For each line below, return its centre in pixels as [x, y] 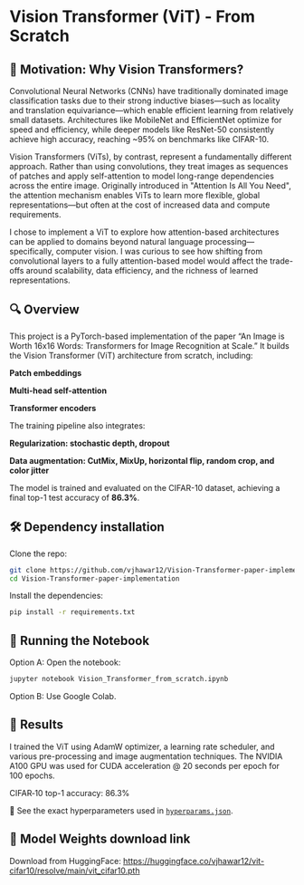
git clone [28, 570]
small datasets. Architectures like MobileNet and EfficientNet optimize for [146, 120]
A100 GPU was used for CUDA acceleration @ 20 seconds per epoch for [145, 765]
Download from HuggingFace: [66, 861]
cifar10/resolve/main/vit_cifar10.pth [75, 871]
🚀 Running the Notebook [80, 640]
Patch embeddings [46, 372]
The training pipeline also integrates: [77, 425]
